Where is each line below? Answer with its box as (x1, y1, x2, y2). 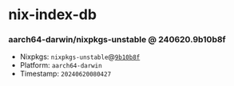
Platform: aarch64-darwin (19, 61, 102, 70)
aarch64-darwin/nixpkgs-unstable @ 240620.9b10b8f (8, 34, 226, 45)
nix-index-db (8, 6, 97, 24)
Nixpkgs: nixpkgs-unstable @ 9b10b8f (19, 52, 141, 61)
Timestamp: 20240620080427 (19, 69, 112, 79)
